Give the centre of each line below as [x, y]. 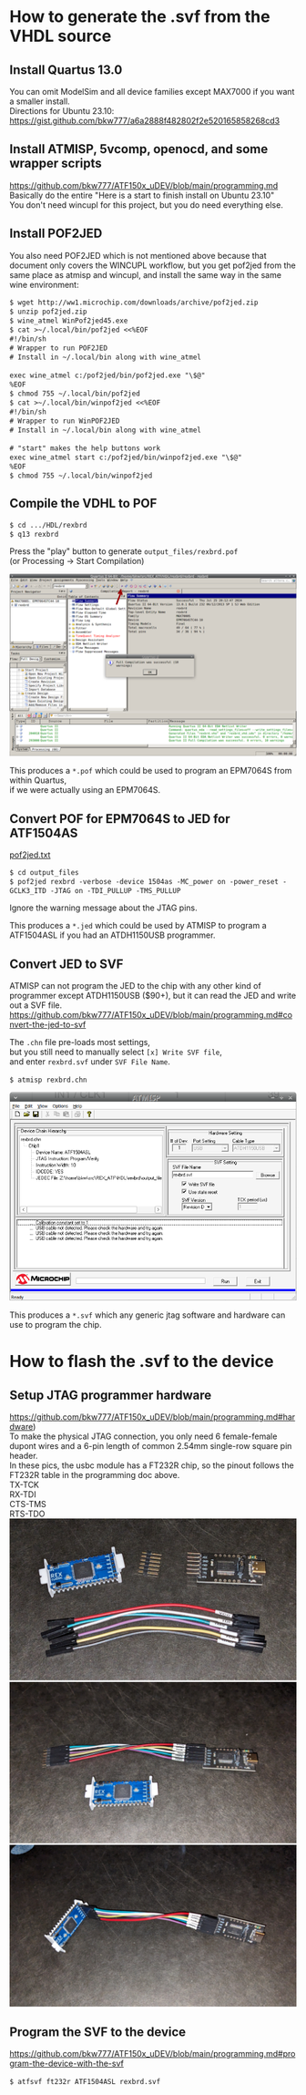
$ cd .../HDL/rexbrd [49, 526]
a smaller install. [40, 101]
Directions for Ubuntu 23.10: [62, 111]
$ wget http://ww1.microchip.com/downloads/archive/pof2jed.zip [134, 303]
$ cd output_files [44, 873]
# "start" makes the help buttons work [85, 448]
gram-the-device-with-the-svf [67, 2064]
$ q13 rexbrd [34, 535]
